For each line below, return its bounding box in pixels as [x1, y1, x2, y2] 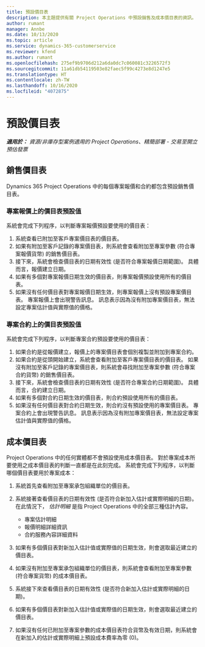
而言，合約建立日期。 [15, 386, 69, 394]
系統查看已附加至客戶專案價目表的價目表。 [15, 234, 123, 242]
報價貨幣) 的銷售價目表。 [20, 250, 84, 257]
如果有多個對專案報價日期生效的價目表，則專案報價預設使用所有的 [15, 273, 181, 280]
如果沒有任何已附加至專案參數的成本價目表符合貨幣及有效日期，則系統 [15, 626, 192, 634]
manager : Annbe [6, 26, 45, 32]
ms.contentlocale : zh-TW [6, 77, 70, 83]
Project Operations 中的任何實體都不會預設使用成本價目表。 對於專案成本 [6, 454, 190, 461]
